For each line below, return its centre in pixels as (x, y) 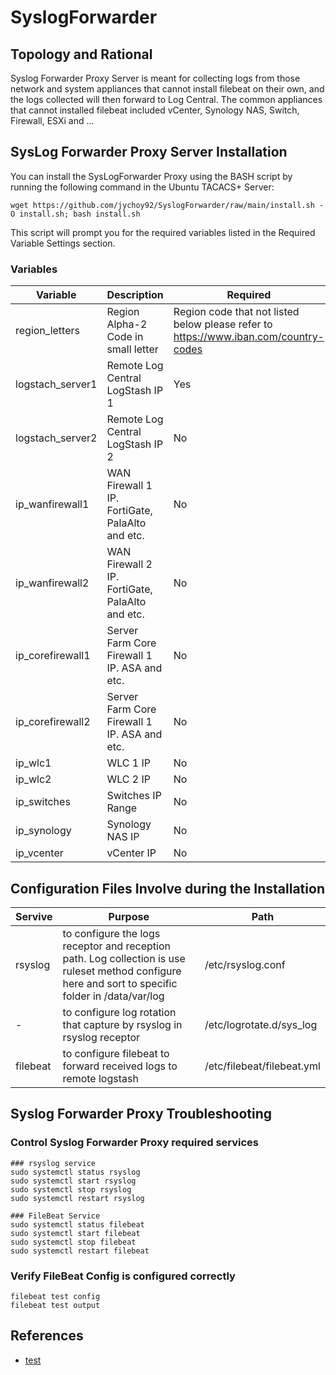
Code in (125, 337)
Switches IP (134, 796)
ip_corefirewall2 (53, 722)
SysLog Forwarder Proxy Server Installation (149, 152)
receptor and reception (116, 946)
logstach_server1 (56, 384)
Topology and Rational (81, 54)
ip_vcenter (39, 853)
